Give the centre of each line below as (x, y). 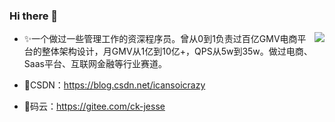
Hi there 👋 (34, 16)
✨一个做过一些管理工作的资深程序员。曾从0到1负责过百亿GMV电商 (160, 39)
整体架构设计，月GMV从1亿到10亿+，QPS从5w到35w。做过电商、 (177, 51)
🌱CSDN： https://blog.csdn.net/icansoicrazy (114, 85)
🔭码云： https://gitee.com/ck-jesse (94, 106)
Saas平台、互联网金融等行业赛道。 (95, 64)
